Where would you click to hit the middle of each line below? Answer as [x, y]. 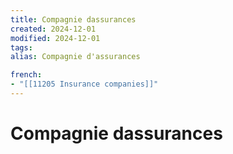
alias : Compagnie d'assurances [75, 57]
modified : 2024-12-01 [55, 38]
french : [26, 75]
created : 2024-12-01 [53, 29]
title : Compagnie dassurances [73, 19]
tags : [21, 47]
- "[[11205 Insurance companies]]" [84, 84]
